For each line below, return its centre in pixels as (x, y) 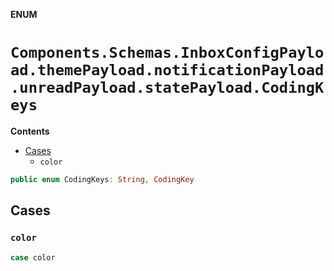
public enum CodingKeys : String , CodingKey (102, 179)
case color (33, 257)
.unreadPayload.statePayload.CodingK (167, 88)
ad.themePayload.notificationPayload (167, 70)
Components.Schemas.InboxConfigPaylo (167, 53)
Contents (30, 131)
